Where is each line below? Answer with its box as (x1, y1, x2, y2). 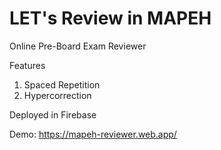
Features (9, 59, 46, 71)
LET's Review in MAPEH (9, 7, 212, 30)
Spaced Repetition (23, 78, 101, 91)
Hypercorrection (23, 89, 92, 101)
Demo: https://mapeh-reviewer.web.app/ (9, 128, 177, 140)
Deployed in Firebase (9, 108, 97, 121)
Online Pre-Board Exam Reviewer (9, 40, 147, 52)
